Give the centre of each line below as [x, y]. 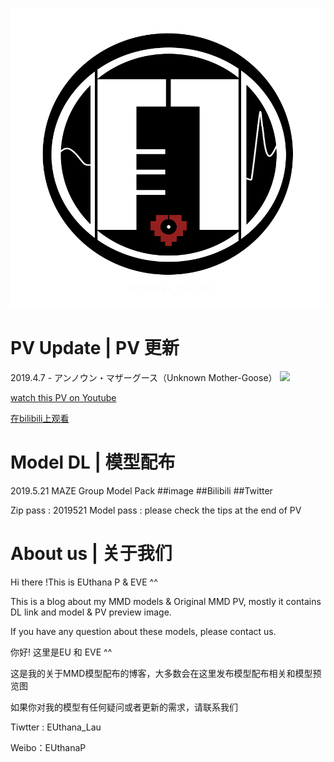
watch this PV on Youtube [63, 398]
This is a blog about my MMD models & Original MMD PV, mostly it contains [166, 601]
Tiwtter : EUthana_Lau [56, 727]
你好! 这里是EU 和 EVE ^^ [61, 652]
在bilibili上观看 [40, 419]
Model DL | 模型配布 [93, 462]
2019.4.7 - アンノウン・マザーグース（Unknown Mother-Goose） [144, 378]
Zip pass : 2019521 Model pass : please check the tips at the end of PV [156, 510]
